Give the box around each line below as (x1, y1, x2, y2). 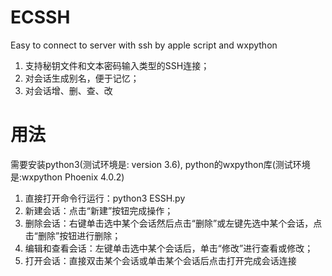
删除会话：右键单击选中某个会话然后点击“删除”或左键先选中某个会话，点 (24, 217, 323, 229)
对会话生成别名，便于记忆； (24, 72, 140, 84)
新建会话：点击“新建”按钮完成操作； (24, 204, 174, 216)
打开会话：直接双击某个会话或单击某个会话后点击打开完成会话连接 (24, 254, 297, 266)
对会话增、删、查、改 (24, 84, 113, 96)
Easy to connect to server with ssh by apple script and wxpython (10, 39, 278, 51)
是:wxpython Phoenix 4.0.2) (10, 171, 125, 183)
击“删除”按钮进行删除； (24, 229, 122, 241)
